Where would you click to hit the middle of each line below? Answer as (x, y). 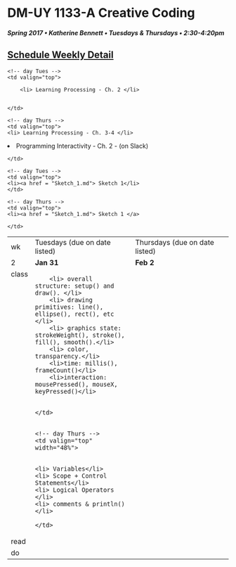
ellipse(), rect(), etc (74, 314)
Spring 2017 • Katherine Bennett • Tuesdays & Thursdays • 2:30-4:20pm (116, 32)
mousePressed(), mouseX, (76, 384)
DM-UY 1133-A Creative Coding (101, 13)
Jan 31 (47, 262)
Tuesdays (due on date (73, 242)
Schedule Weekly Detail (60, 55)
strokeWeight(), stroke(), (80, 335)
